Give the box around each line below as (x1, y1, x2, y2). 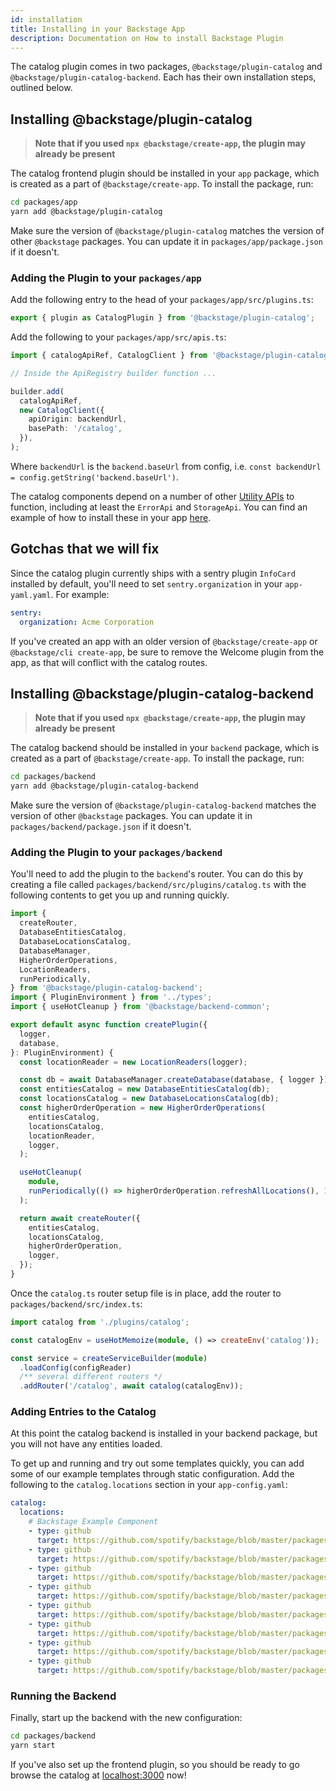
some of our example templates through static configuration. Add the (10, 1468, 295, 1480)
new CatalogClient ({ (19, 405, 105, 415)
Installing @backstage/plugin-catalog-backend (10, 685, 315, 702)
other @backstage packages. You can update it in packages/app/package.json (10, 235, 323, 247)
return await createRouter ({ (19, 1213, 141, 1223)
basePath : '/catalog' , (28, 424, 123, 434)
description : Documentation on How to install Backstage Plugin (10, 33, 284, 43)
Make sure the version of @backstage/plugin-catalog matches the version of (10, 224, 325, 236)
